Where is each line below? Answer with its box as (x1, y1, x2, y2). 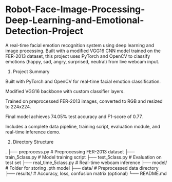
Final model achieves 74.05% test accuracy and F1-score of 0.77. (5, 113, 143, 120)
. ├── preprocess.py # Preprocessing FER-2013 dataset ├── (5, 148, 135, 154)
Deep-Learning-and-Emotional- (5, 14, 144, 26)
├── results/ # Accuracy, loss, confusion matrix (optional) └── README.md (5, 170, 167, 176)
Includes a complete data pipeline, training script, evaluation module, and (5, 123, 160, 129)
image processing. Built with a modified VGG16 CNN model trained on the (5, 48, 161, 54)
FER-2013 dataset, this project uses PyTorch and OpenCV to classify (5, 53, 150, 59)
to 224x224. (5, 103, 31, 109)
